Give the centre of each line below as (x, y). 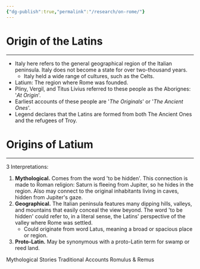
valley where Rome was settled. (54, 222)
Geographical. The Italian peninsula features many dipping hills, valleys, (103, 203)
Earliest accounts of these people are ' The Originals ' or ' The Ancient (99, 101)
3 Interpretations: (27, 166)
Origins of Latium (50, 144)
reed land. (27, 248)
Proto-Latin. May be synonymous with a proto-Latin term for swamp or (102, 242)
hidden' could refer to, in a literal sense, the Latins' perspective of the (100, 216)
